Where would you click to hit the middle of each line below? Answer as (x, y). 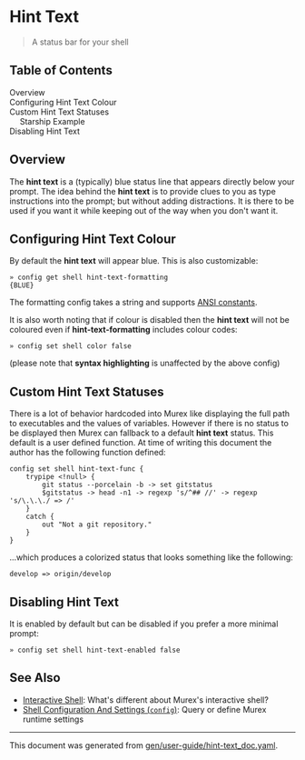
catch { (40, 517)
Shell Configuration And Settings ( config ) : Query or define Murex (144, 709)
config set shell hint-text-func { (77, 469)
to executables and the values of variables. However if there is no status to (149, 424)
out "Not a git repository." (97, 525)
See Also (35, 678)
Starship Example (52, 121)
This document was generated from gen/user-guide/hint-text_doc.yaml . (144, 745)
